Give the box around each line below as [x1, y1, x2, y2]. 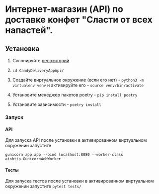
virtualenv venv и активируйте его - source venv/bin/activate [12, 82, 144, 88]
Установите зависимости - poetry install [12, 101, 102, 107]
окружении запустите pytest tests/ [5, 183, 81, 190]
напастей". [5, 25, 53, 36]
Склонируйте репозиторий [12, 58, 70, 63]
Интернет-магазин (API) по [5, 3, 123, 15]
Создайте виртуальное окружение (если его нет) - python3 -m [12, 77, 144, 83]
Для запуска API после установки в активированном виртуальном [5, 137, 147, 143]
